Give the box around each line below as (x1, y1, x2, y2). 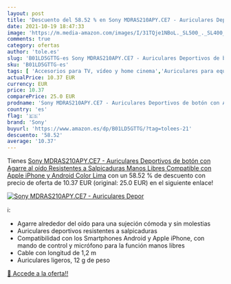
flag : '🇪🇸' (7, 112, 41, 119)
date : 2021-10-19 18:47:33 (7, 23, 85, 30)
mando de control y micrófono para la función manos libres (16, 241, 186, 250)
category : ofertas (7, 42, 60, 49)
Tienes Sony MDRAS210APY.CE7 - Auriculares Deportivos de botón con (7, 157, 211, 165)
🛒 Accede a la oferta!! (7, 270, 69, 278)
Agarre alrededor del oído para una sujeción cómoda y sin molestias (16, 219, 211, 228)
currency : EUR (7, 80, 48, 87)
